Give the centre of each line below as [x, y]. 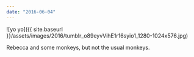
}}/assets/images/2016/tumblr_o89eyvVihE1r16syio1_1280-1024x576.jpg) [97, 35]
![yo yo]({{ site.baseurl [34, 29]
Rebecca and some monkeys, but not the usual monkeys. [78, 47]
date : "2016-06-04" [31, 12]
